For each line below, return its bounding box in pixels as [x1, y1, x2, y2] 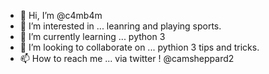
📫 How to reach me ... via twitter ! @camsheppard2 [19, 53, 235, 64]
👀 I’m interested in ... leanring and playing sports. [19, 20, 222, 32]
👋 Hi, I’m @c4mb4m [19, 10, 103, 21]
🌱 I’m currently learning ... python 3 [19, 31, 166, 42]
